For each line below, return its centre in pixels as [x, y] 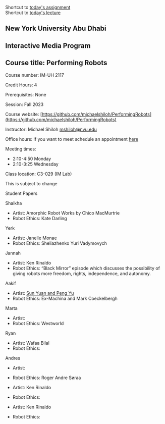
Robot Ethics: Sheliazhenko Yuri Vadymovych [60, 243]
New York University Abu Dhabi [56, 29]
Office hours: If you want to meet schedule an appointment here [72, 139]
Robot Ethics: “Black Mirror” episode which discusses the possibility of [86, 268]
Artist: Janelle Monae [35, 238]
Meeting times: [21, 149]
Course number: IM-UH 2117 [35, 75]
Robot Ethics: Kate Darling [40, 218]
